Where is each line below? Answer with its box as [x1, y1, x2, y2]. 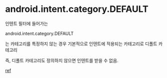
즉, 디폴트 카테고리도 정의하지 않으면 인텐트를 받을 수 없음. [5, 57, 118, 63]
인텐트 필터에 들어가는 [5, 20, 48, 26]
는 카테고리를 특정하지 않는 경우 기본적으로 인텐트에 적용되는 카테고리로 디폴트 [5, 41, 157, 47]
